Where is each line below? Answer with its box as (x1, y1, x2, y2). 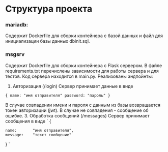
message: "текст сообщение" (5, 132, 72, 137)
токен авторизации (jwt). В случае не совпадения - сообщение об (5, 107, 149, 113)
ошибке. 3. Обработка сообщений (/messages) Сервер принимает (5, 112, 150, 118)
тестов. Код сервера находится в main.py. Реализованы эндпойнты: (5, 73, 153, 79)
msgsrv (5, 51, 25, 58)
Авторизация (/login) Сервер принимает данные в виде (12, 83, 133, 89)
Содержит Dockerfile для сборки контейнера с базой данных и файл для (5, 33, 163, 39)
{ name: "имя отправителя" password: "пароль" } (5, 93, 110, 98)
